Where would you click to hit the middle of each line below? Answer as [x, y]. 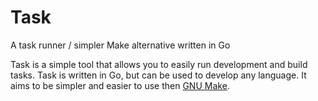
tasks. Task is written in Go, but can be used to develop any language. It [158, 75]
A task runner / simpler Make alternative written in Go [120, 45]
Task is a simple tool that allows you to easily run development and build [159, 64]
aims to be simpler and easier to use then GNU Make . [120, 85]
